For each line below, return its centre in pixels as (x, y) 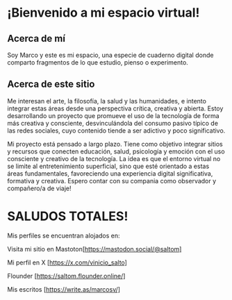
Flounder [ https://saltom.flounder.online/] (66, 276)
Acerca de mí (36, 39)
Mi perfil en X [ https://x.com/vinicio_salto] (67, 262)
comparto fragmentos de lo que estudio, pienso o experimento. (98, 62)
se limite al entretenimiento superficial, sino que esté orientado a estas (108, 166)
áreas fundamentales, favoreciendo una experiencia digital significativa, (110, 173)
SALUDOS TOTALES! (68, 216)
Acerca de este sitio (51, 84)
